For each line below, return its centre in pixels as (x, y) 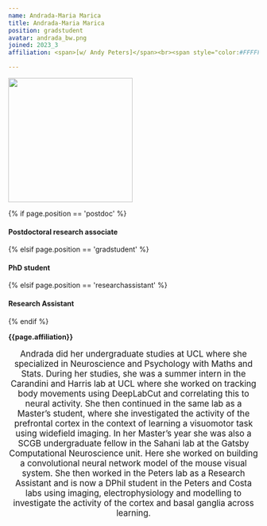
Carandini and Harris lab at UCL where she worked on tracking (133, 384)
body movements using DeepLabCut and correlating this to (133, 394)
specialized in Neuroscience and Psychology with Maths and (133, 364)
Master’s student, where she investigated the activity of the (133, 414)
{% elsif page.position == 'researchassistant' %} (88, 285)
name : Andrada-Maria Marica (55, 16)
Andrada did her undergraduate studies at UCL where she (133, 354)
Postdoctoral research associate (63, 232)
